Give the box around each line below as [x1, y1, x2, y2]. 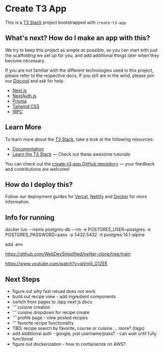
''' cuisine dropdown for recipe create [12, 309, 90, 315]
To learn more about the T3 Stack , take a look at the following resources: [5, 136, 154, 142]
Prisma [12, 98, 27, 104]
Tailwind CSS [12, 103, 40, 109]
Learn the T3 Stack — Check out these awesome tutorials [12, 151, 130, 157]
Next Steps [5, 275, 40, 283]
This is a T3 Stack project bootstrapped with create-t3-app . [5, 19, 127, 25]
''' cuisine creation [12, 304, 51, 310]
